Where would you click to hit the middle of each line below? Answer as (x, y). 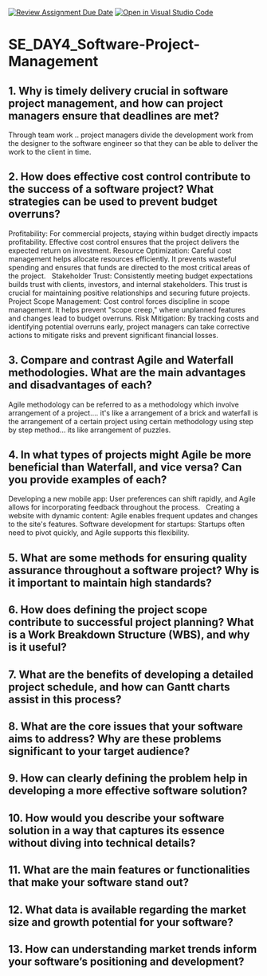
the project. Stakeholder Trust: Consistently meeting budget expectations (131, 276)
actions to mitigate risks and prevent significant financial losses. (114, 335)
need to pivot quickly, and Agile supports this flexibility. (99, 533)
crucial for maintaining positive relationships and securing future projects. (130, 293)
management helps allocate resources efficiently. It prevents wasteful (122, 258)
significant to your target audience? (99, 751)
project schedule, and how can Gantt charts (119, 687)
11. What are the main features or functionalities (129, 870)
